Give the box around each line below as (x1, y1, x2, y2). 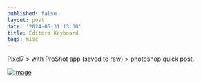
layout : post (7, 17, 45, 24)
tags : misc (7, 36, 39, 43)
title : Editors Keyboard (7, 29, 79, 37)
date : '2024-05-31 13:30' (7, 23, 82, 30)
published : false (7, 10, 57, 17)
